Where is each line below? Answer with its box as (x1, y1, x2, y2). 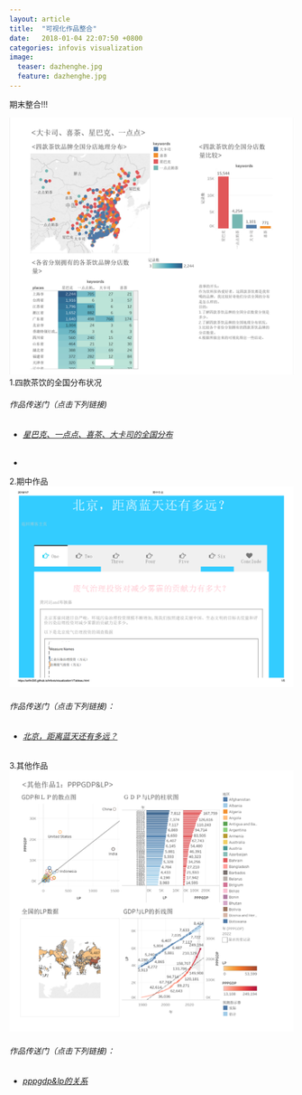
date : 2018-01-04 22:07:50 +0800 (9, 33, 143, 42)
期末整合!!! (9, 99, 49, 109)
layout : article (9, 14, 70, 24)
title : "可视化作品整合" (9, 24, 97, 33)
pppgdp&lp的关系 (22, 1075, 88, 1086)
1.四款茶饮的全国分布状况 (9, 376, 102, 388)
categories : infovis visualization (9, 43, 143, 52)
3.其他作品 (9, 760, 49, 771)
